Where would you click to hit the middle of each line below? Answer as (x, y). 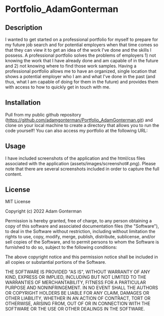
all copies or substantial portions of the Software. (56, 262)
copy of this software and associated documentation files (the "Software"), (82, 226)
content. (14, 174)
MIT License (18, 202)
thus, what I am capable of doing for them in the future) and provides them (82, 82)
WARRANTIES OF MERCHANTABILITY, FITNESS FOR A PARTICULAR (76, 283)
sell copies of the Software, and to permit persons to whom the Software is (82, 242)
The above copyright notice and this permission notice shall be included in (82, 257)
